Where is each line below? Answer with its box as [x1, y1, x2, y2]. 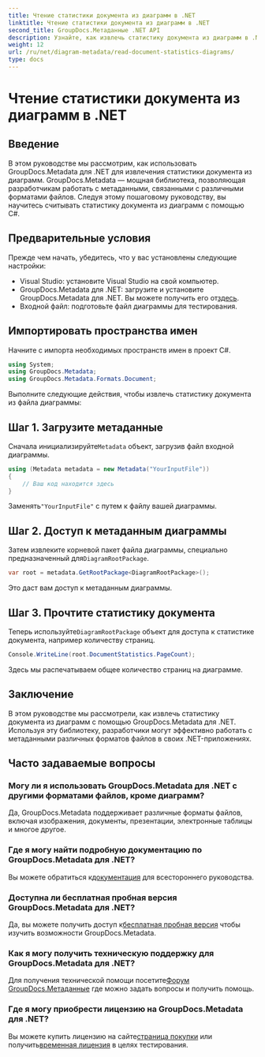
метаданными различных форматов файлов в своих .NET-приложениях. [8, 734, 252, 743]
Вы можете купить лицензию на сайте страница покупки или [8, 1031, 213, 1041]
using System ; [8, 360, 55, 368]
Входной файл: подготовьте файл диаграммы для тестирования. [19, 301, 238, 311]
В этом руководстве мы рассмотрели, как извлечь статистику [8, 708, 220, 718]
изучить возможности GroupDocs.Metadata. [8, 928, 156, 937]
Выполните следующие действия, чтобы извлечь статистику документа [8, 390, 252, 399]
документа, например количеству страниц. [8, 635, 155, 644]
